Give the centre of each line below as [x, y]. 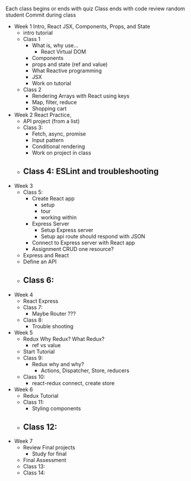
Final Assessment [44, 460]
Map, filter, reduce [54, 102]
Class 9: [33, 358]
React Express [41, 301]
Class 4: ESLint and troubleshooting [91, 172]
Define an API [40, 262]
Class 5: [33, 192]
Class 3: [33, 128]
